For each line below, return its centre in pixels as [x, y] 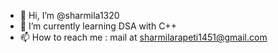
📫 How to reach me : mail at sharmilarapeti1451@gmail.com [143, 37]
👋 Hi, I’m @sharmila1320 [69, 15]
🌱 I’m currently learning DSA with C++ [98, 26]
